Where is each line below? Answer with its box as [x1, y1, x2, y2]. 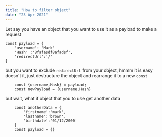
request [5, 31, 22, 37]
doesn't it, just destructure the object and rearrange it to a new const [5, 72, 148, 78]
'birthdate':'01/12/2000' [23, 118, 78, 123]
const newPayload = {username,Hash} [14, 86, 92, 92]
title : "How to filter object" [5, 7, 71, 13]
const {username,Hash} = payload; [14, 82, 87, 87]
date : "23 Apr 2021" [5, 12, 49, 17]
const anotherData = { [14, 105, 62, 110]
